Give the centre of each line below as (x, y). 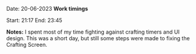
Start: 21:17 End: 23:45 (34, 20)
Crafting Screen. (27, 45)
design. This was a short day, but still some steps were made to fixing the (98, 38)
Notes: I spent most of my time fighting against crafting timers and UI (93, 32)
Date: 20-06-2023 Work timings (47, 9)
